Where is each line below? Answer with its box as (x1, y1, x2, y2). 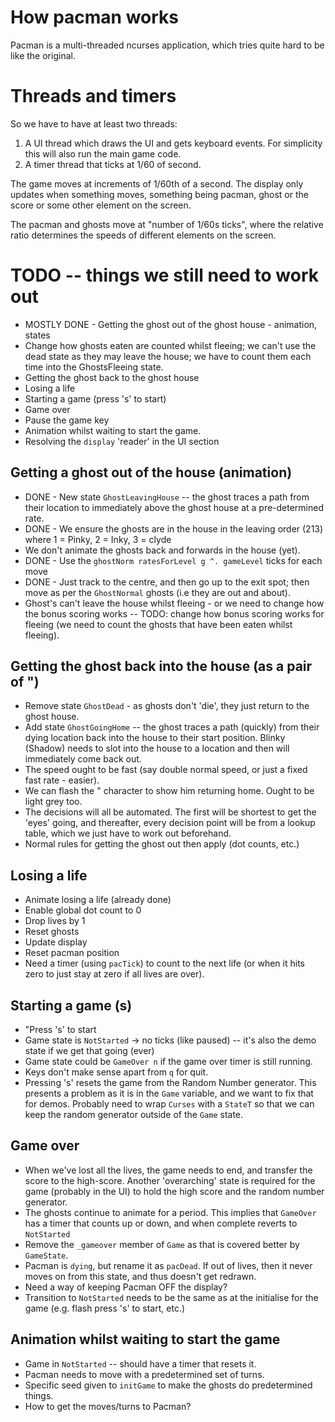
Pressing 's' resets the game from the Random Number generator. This (24, 1077, 317, 1089)
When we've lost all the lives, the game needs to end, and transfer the (24, 1164, 313, 1176)
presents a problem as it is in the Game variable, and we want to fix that (24, 1087, 314, 1100)
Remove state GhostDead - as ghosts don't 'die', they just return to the (24, 700, 310, 712)
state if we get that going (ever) (24, 1045, 155, 1057)
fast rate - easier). (24, 774, 100, 786)
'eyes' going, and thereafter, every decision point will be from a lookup (24, 817, 316, 829)
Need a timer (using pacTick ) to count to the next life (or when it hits (24, 957, 305, 970)
